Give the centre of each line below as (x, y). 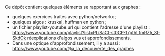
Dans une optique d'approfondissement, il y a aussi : (66, 43)
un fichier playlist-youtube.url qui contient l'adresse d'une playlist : (81, 27)
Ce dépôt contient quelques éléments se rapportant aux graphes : (73, 7)
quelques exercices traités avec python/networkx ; (64, 17)
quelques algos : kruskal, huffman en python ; (59, 22)
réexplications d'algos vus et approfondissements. (79, 38)
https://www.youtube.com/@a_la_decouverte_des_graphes (73, 48)
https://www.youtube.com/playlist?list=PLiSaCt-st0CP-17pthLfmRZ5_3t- (86, 32)
